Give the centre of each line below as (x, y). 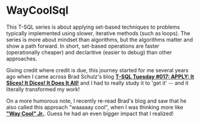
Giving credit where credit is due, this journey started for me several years (98, 70)
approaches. (22, 59)
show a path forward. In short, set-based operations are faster (83, 46)
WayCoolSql (37, 10)
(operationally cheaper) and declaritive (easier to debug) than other (89, 52)
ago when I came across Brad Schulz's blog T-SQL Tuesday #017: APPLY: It (100, 76)
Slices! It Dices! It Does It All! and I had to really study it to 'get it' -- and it (98, 83)
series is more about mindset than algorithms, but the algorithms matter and (100, 39)
